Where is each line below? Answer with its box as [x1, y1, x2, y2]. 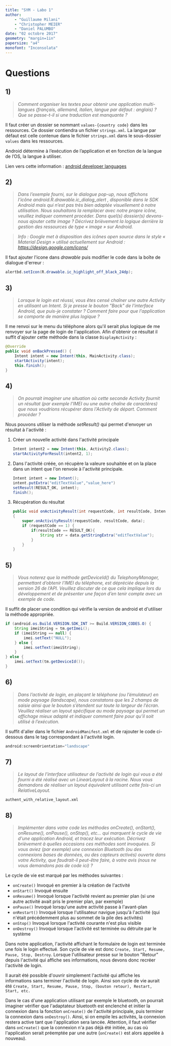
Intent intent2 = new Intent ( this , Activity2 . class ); [12, 447, 130, 452]
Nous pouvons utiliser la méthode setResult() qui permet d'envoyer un [5, 421, 152, 428]
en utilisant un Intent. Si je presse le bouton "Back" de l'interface [17, 302, 154, 309]
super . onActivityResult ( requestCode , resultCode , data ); [22, 518, 146, 524]
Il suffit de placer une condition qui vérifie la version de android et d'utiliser [5, 606, 163, 612]
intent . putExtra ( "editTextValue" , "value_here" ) [12, 480, 116, 485]
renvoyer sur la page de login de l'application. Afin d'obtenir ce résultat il [5, 329, 158, 335]
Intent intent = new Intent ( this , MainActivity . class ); [14, 353, 136, 359]
